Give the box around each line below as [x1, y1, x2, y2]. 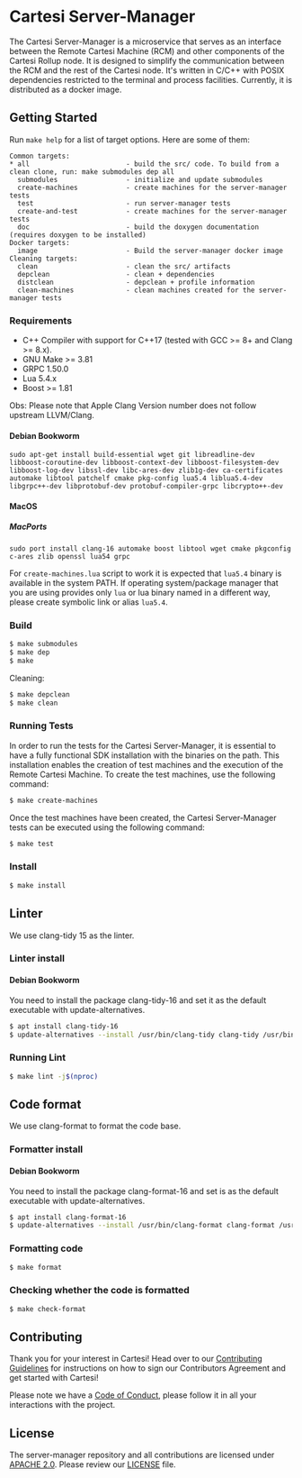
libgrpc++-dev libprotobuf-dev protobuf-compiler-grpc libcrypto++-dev [9, 482, 283, 491]
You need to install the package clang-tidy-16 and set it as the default [9, 994, 267, 1006]
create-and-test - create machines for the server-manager [17, 206, 288, 215]
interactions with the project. [9, 1400, 116, 1410]
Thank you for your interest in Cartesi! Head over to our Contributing [9, 1354, 262, 1364]
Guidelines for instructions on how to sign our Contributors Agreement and [9, 1363, 286, 1373]
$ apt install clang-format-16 [9, 1212, 127, 1222]
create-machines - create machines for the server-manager [17, 183, 288, 192]
